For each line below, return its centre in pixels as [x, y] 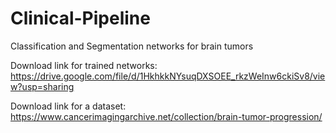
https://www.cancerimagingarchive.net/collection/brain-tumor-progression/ [166, 116]
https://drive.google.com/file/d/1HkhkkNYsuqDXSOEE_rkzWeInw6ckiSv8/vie [168, 76]
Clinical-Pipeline [80, 18]
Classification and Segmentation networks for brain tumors [132, 46]
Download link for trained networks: [84, 65]
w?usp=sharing [42, 86]
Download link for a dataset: [68, 106]
